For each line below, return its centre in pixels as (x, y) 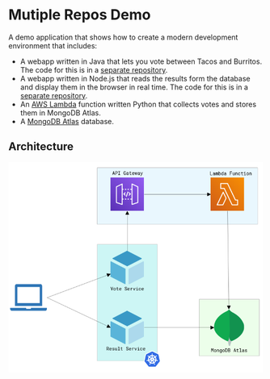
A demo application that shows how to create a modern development (123, 37)
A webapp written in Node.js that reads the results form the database (135, 78)
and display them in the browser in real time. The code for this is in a (134, 87)
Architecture (41, 147)
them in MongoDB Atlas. (60, 112)
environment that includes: (53, 45)
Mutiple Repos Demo (80, 15)
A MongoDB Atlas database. (67, 121)
